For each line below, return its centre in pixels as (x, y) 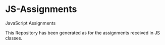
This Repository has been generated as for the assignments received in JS (83, 32)
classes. (14, 38)
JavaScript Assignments (31, 23)
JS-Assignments (41, 9)
